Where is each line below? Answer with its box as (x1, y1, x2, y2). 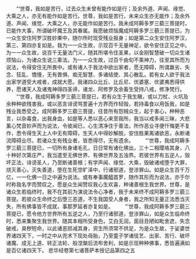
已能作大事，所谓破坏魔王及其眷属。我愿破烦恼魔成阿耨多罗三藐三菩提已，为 (6, 27, 190, 34)
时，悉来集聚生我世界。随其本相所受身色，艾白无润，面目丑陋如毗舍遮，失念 (6, 217, 190, 224)
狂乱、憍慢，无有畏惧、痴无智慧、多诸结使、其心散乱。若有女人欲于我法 (16, 71, 190, 78)
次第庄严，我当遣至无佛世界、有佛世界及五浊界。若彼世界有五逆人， (21, 152, 185, 158)
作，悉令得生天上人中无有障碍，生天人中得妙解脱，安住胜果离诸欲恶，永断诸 (6, 129, 190, 137)
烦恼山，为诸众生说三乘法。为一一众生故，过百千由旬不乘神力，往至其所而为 (6, 56, 190, 63)
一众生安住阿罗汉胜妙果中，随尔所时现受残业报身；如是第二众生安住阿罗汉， (6, 35, 190, 41)
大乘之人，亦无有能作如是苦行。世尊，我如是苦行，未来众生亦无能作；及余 (6, 12, 185, 19)
